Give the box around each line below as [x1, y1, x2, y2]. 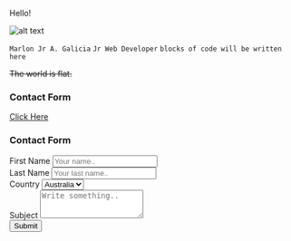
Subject [9, 209, 38, 220]
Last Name [9, 167, 50, 178]
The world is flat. [9, 68, 73, 79]
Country [9, 178, 41, 189]
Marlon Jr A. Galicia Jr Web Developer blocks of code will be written [9, 44, 283, 53]
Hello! [9, 8, 32, 18]
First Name [9, 155, 51, 166]
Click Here [9, 111, 49, 122]
